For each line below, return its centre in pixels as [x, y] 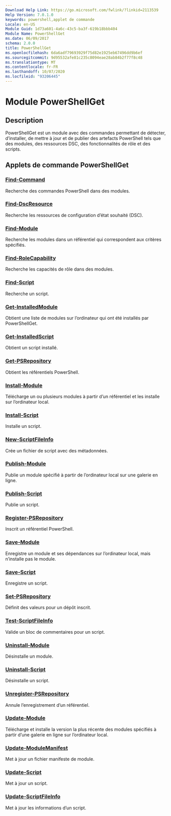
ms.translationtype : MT [31, 62]
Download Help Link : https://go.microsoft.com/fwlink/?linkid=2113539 [82, 10]
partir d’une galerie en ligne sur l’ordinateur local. [57, 735]
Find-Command [25, 180]
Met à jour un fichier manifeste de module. [50, 759]
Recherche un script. [27, 294]
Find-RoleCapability [31, 258]
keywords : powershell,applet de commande [50, 19]
